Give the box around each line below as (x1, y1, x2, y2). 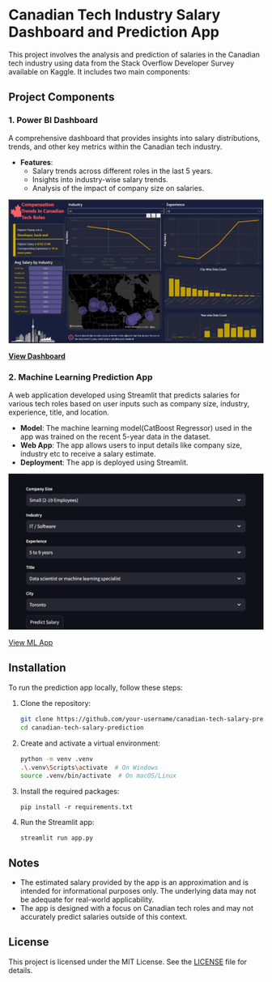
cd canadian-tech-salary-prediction (19, 723, 144, 732)
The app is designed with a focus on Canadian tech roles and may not (19, 903, 253, 913)
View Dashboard (8, 351, 66, 361)
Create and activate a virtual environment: (19, 738, 160, 748)
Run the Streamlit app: (19, 818, 95, 827)
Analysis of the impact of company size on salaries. (32, 183, 205, 193)
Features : (19, 157, 53, 167)
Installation (8, 661, 66, 675)
